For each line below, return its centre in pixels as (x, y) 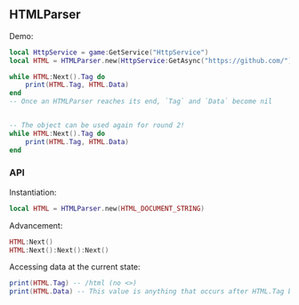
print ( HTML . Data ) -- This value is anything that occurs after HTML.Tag (147, 292)
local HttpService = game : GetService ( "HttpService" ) (109, 52)
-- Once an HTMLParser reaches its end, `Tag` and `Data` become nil (141, 101)
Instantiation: (33, 192)
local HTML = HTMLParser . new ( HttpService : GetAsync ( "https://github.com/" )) (153, 60)
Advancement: (36, 225)
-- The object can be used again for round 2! (97, 125)
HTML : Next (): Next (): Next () (59, 250)
